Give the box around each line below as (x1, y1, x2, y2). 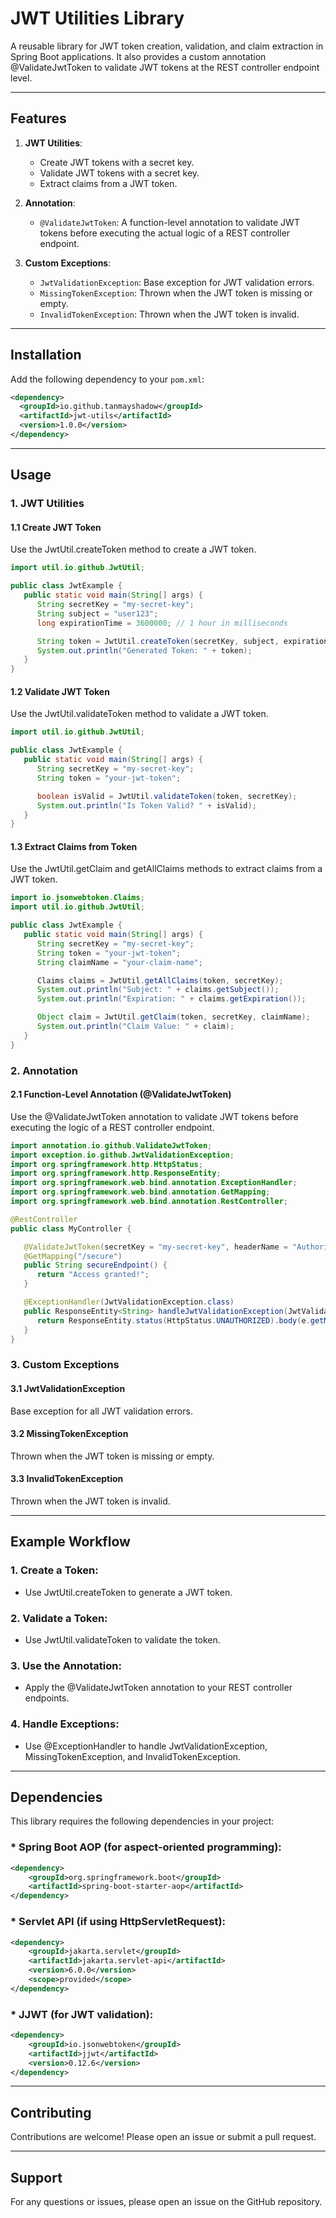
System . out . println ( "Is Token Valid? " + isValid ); (36, 800, 257, 811)
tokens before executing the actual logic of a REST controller (39, 227, 291, 239)
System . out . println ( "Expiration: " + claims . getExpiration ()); (36, 994, 307, 1004)
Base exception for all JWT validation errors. (10, 1405, 193, 1417)
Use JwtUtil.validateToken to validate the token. (24, 1634, 221, 1646)
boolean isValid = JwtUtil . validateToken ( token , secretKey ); (36, 791, 298, 801)
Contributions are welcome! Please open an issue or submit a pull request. (10, 2131, 317, 2143)
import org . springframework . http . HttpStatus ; (10, 1159, 203, 1169)
